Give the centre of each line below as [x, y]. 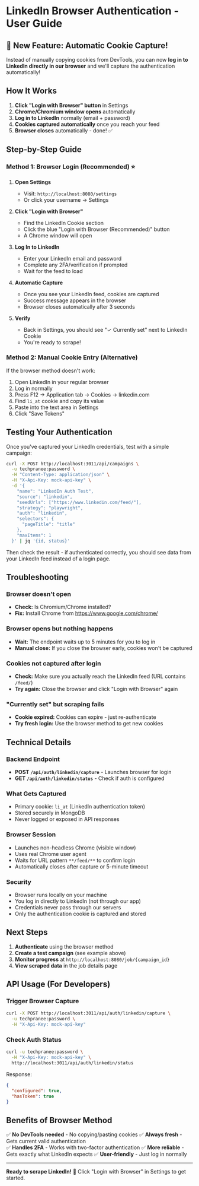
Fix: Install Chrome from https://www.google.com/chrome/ [86, 613]
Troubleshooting [38, 577]
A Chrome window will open [58, 235]
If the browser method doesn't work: [51, 370]
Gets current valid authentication [46, 1141]
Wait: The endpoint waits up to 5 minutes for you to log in [85, 642]
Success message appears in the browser [75, 300]
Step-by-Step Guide [44, 150]
